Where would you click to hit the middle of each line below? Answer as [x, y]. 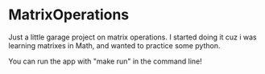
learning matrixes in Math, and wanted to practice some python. [114, 45]
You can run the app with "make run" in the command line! [106, 61]
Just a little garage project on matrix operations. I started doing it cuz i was [132, 37]
